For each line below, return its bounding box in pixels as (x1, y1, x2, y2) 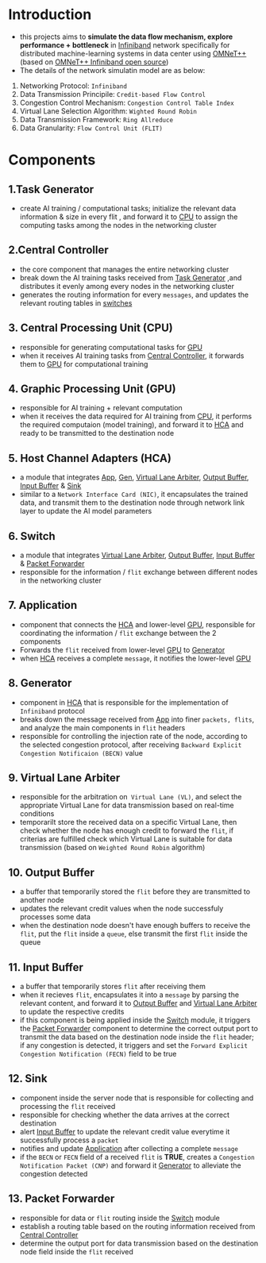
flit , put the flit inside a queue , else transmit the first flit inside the (19, 929, 249, 938)
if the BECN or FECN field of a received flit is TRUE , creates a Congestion (19, 1152, 256, 1161)
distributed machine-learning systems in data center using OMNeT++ (19, 48, 247, 58)
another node (19, 895, 64, 905)
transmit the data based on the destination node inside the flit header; (19, 1032, 254, 1042)
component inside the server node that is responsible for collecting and (19, 1093, 254, 1103)
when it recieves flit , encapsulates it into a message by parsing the (19, 990, 240, 999)
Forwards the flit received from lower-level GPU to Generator (19, 645, 226, 654)
